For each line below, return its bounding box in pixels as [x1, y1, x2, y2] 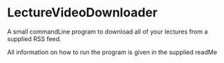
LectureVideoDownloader [7, 5, 158, 21]
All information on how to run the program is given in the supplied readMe [7, 48, 218, 56]
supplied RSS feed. [7, 34, 62, 42]
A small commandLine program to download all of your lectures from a [7, 27, 208, 36]
